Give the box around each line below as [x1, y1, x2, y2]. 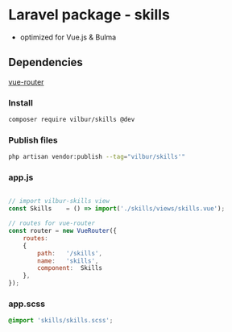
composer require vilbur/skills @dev [8, 115, 135, 124]
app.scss [8, 298, 46, 309]
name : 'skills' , [37, 256, 99, 265]
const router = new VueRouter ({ [8, 227, 117, 235]
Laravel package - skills [8, 6, 171, 24]
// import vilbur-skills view [8, 197, 110, 205]
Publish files [8, 135, 58, 146]
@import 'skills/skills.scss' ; [8, 317, 114, 325]
